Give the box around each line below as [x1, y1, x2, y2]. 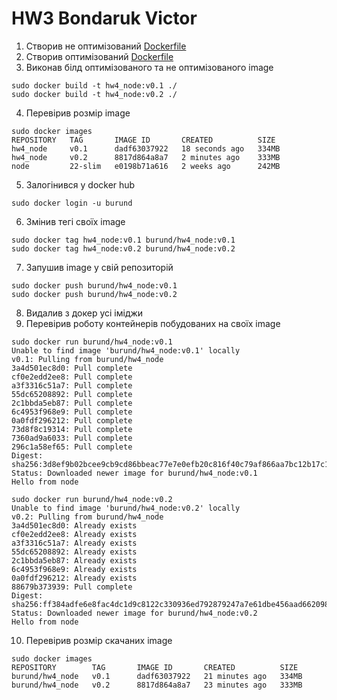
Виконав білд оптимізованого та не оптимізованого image [25, 61, 274, 73]
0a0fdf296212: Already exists [11, 573, 138, 583]
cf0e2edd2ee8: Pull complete [11, 372, 133, 382]
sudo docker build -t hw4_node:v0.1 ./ [11, 80, 178, 91]
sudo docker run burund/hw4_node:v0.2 [11, 494, 173, 504]
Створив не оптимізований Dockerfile [25, 40, 187, 52]
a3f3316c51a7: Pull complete [11, 380, 133, 391]
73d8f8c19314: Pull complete [11, 424, 133, 434]
